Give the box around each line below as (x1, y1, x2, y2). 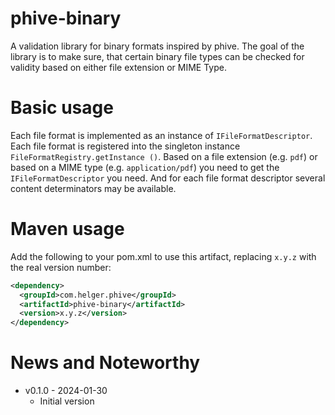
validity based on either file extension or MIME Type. (10, 61, 227, 73)
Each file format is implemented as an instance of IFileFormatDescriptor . (10, 129, 313, 141)
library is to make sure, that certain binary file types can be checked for (10, 50, 305, 62)
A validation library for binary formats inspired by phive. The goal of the (10, 40, 305, 52)
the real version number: (10, 261, 112, 273)
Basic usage (10, 97, 114, 119)
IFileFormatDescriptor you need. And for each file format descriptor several (10, 172, 326, 184)
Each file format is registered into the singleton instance (10, 140, 241, 152)
